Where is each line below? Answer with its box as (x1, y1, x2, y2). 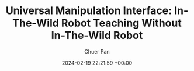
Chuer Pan (84, 48, 110, 55)
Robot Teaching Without (61, 16, 182, 30)
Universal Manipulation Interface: (5, 4, 172, 17)
